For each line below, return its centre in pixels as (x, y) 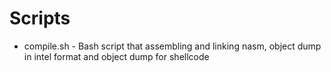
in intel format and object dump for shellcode (116, 56)
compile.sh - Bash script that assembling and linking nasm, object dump (172, 46)
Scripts (40, 18)
